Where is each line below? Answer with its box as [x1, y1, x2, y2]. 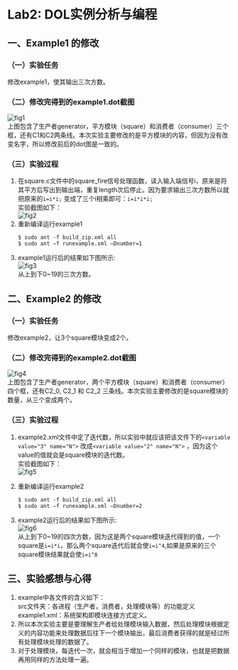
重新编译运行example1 [17, 220, 83, 228]
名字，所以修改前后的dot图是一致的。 [13, 140, 123, 148]
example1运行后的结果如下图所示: [17, 254, 116, 262]
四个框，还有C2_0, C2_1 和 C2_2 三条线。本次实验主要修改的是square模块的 [7, 387, 229, 395]
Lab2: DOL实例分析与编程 [7, 6, 158, 23]
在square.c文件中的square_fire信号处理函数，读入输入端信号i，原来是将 [17, 177, 227, 185]
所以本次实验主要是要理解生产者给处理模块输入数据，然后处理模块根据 [17, 620, 224, 628]
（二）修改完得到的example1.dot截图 [7, 97, 135, 107]
